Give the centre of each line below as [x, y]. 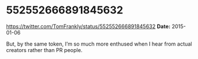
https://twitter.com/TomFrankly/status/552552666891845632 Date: [88, 26]
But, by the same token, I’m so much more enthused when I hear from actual [99, 44]
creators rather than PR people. [44, 50]
